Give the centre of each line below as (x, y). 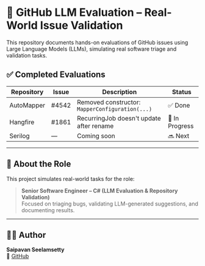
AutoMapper (27, 105)
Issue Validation (81, 25)
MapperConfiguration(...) (115, 109)
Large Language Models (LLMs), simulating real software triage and (92, 49)
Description (120, 92)
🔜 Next (178, 136)
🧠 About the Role (39, 164)
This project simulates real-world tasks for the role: (70, 179)
